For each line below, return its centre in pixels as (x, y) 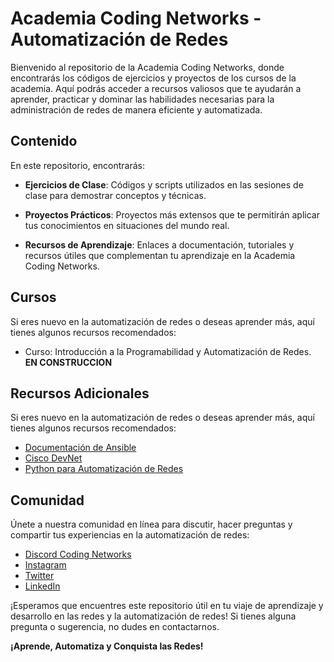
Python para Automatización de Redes (104, 469)
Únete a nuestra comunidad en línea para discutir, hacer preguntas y (151, 524)
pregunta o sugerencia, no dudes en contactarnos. (115, 627)
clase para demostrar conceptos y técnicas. (115, 195)
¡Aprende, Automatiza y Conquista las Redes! (107, 646)
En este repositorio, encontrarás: (78, 165)
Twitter (39, 576)
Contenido (44, 141)
